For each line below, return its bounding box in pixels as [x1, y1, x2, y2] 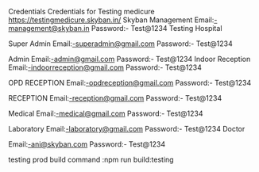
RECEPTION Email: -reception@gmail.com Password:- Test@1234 [8, 94, 222, 102]
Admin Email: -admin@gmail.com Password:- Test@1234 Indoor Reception [8, 55, 251, 63]
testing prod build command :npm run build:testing [8, 155, 174, 164]
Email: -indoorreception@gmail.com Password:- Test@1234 [8, 63, 203, 72]
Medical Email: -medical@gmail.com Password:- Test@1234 [8, 109, 204, 118]
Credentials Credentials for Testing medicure [8, 7, 155, 16]
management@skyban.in [8, 24, 90, 32]
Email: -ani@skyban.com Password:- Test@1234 [8, 140, 166, 149]
